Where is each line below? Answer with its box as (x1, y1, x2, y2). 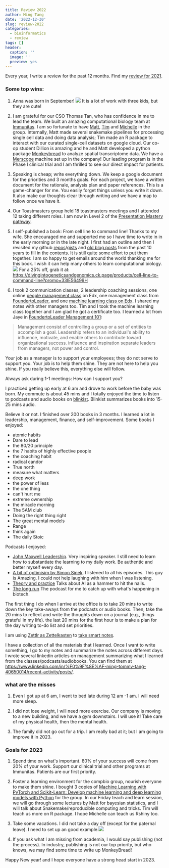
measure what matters (12, 469, 60, 475)
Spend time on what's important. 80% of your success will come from (12, 758, 158, 764)
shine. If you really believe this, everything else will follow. (5, 366, 126, 372)
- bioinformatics (10, 31, 46, 36)
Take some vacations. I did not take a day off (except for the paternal (12, 820, 156, 827)
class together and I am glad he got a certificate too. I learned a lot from (12, 308, 162, 314)
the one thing (12, 485, 40, 491)
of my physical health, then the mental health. (12, 718, 108, 724)
